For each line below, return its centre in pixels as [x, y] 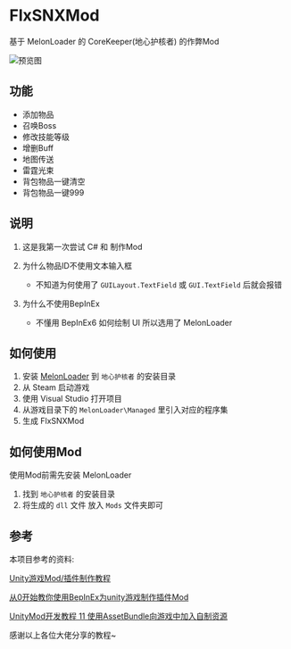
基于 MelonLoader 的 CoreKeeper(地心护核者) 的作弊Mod [114, 41]
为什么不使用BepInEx [61, 304]
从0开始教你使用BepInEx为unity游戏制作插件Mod [99, 597]
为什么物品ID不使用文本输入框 [77, 265]
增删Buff [38, 147]
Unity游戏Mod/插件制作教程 [60, 578]
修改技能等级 [46, 137]
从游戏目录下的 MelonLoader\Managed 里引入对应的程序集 [125, 410]
